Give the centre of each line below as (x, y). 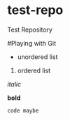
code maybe (23, 110)
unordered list (37, 57)
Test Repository (30, 30)
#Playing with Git (31, 43)
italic (14, 84)
